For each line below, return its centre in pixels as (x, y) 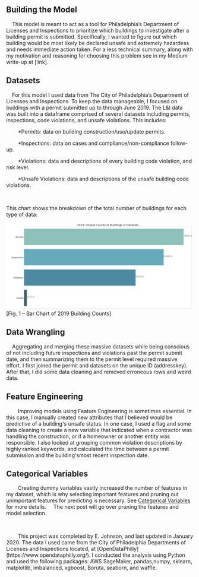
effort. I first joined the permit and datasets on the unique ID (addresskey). (97, 365)
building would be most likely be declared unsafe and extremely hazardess (98, 43)
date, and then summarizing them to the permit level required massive (92, 359)
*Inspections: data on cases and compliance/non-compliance (93, 143)
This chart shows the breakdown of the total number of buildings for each (97, 208)
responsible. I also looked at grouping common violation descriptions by (94, 442)
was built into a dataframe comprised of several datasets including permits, (99, 114)
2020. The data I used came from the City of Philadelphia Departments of (96, 543)
